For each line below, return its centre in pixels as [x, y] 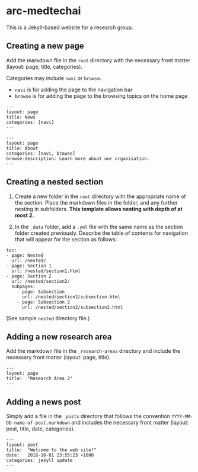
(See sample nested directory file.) [48, 318]
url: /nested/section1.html [46, 271]
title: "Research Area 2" [39, 379]
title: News [21, 117]
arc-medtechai [44, 11]
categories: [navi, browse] [41, 153]
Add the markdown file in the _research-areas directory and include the [93, 351]
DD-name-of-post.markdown [38, 423]
